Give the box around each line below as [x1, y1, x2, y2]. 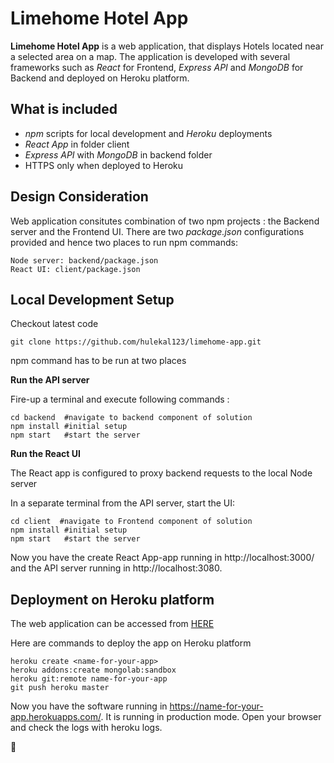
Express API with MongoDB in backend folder [24, 148, 213, 161]
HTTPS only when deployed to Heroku [24, 159, 183, 171]
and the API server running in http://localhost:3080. [10, 562, 223, 574]
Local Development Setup [10, 291, 175, 308]
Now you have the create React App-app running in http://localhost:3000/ [10, 552, 315, 564]
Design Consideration [10, 188, 149, 206]
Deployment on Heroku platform [10, 591, 215, 608]
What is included [10, 101, 118, 118]
